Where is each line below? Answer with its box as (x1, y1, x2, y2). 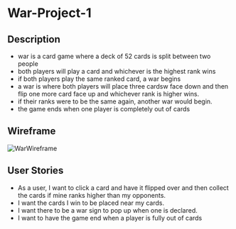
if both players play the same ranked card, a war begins (17, 74, 181, 83)
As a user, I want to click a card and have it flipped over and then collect (17, 183, 229, 192)
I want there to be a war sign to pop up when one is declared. (17, 206, 198, 214)
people (17, 60, 39, 68)
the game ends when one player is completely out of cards (17, 105, 191, 113)
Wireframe (7, 125, 56, 138)
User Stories (7, 164, 64, 177)
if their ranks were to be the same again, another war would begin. (17, 97, 213, 106)
